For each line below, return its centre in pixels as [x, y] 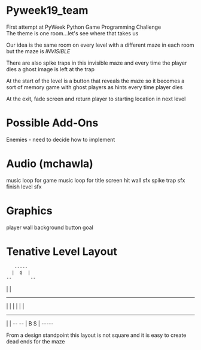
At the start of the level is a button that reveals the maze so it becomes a [95, 81]
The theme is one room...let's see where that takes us [72, 33]
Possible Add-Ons [52, 123]
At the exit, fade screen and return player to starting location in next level [96, 99]
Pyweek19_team [47, 10]
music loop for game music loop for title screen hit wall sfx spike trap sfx [96, 180]
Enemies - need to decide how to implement [61, 139]
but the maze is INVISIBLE [38, 51]
